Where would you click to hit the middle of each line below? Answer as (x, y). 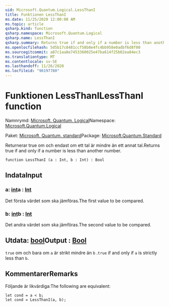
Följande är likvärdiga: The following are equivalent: (58, 286)
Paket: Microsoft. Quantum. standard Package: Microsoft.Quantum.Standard (83, 135)
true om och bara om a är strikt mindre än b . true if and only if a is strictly (81, 253)
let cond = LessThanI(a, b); (36, 300)
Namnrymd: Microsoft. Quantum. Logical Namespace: (60, 120)
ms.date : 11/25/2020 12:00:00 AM (40, 19)
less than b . (17, 258)
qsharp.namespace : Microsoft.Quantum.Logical (54, 33)
